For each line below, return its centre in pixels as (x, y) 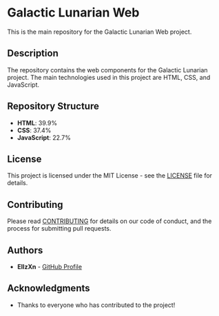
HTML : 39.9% (37, 123)
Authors (25, 250)
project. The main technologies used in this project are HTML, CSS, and (109, 77)
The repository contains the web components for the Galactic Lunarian (107, 70)
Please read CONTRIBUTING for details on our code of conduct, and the (109, 221)
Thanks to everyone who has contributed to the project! (96, 305)
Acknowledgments (49, 288)
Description (33, 53)
